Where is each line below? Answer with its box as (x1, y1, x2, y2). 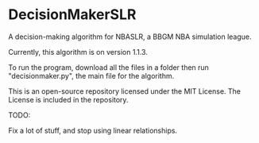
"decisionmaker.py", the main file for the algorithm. (8, 71, 175, 80)
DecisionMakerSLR (8, 6, 137, 24)
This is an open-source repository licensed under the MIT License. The (8, 86, 241, 96)
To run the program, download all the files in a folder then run (8, 62, 209, 72)
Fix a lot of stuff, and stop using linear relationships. (8, 126, 177, 135)
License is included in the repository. (8, 95, 129, 104)
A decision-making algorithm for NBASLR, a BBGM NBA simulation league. (8, 32, 252, 41)
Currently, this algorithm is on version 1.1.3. (8, 47, 149, 56)
